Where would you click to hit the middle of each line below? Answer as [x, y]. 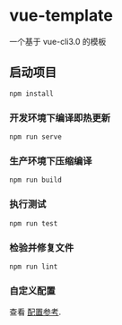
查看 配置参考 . [35, 312]
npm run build [36, 180]
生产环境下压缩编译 [51, 160]
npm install [31, 94]
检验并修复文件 [42, 247]
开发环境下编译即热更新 [60, 117]
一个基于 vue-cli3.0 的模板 [58, 41]
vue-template [61, 16]
